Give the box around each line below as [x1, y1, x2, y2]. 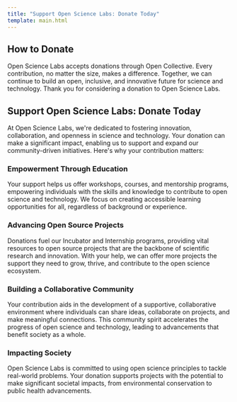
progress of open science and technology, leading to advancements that [7, 323, 219, 331]
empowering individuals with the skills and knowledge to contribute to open [7, 188, 228, 196]
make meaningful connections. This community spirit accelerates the [7, 316, 209, 324]
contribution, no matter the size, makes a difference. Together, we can [7, 69, 212, 78]
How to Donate [7, 43, 74, 55]
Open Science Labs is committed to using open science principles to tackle [7, 364, 227, 372]
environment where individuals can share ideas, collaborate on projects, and [7, 308, 230, 316]
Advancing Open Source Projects [7, 220, 124, 230]
